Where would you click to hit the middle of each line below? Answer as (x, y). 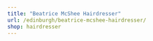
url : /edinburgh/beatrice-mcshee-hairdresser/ (77, 20)
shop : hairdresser (34, 26)
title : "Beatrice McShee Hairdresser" (64, 14)
